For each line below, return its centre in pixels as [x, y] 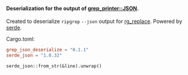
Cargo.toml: [20, 39]
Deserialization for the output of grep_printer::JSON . [73, 8]
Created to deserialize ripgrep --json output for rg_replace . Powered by [94, 21]
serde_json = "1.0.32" [34, 56]
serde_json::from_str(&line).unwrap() [54, 66]
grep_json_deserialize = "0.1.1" [47, 50]
